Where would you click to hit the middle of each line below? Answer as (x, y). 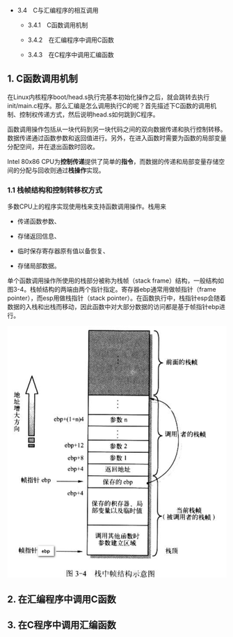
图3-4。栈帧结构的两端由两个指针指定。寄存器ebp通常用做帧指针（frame (112, 290)
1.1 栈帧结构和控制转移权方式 (55, 190)
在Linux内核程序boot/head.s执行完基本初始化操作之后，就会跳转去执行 (109, 97)
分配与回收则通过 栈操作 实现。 (62, 170)
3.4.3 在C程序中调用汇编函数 (71, 55)
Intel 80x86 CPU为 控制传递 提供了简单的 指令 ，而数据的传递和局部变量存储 (113, 161)
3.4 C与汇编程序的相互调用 (58, 10)
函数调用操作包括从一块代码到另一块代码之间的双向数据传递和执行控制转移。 (117, 129)
